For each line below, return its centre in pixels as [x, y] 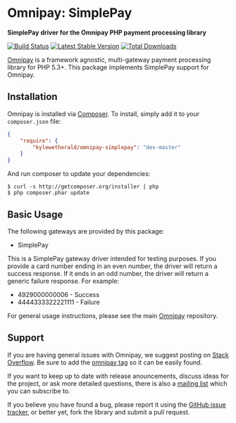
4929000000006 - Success [58, 294]
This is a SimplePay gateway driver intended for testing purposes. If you [112, 258]
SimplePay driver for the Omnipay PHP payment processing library [107, 32]
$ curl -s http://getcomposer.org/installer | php [83, 187]
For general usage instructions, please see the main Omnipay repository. [113, 315]
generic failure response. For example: [63, 281]
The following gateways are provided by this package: [86, 231]
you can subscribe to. [39, 391]
